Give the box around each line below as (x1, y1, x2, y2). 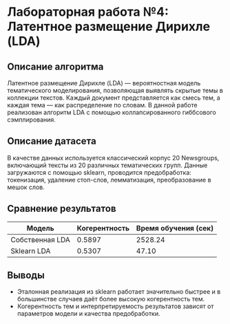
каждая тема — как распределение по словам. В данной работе (7, 101, 198, 109)
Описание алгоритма (7, 61, 104, 72)
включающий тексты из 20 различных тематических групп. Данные (7, 161, 208, 169)
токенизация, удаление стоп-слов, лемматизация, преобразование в (7, 175, 211, 184)
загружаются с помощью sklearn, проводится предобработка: (7, 168, 191, 176)
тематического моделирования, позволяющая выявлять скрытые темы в (7, 87, 224, 94)
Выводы (7, 270, 45, 281)
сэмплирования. (7, 116, 56, 124)
